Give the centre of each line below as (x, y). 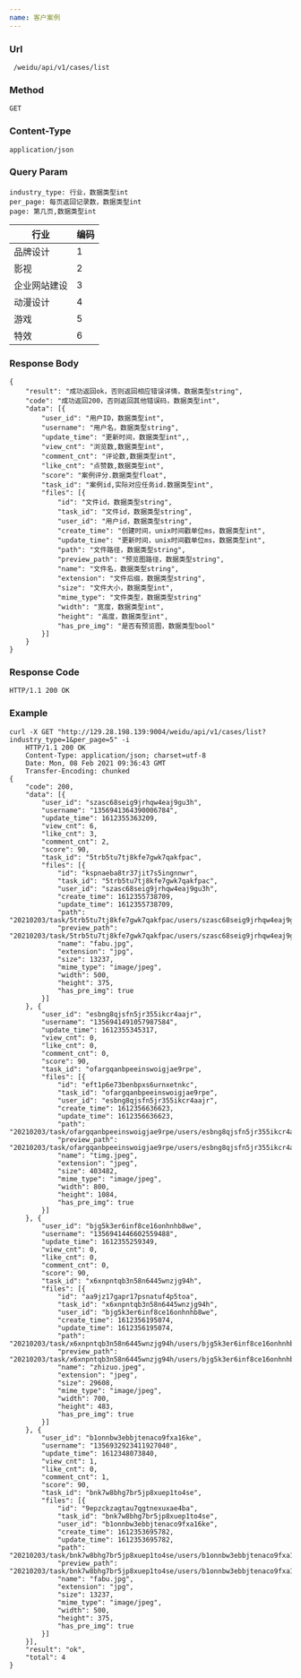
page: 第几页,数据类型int (53, 212)
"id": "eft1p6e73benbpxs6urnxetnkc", (128, 1085)
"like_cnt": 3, (70, 834)
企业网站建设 (41, 285)
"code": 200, (50, 787)
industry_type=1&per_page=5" (64, 740)
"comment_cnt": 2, (76, 842)
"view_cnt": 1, (70, 1461)
